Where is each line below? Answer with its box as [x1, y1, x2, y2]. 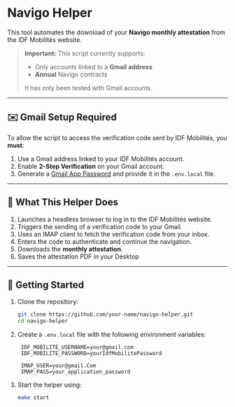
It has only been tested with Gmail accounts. [24, 83, 152, 92]
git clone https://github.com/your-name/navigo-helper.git [17, 311, 194, 318]
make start [17, 394, 50, 401]
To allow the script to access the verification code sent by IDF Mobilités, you [7, 133, 227, 142]
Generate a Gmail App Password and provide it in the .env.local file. [17, 170, 215, 178]
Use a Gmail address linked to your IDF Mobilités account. [17, 154, 185, 163]
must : [7, 141, 24, 149]
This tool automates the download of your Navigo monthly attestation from [7, 28, 226, 36]
